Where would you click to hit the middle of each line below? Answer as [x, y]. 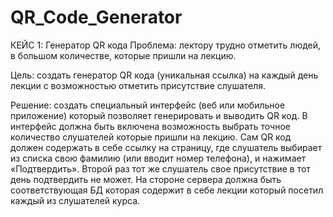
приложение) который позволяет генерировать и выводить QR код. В [159, 115]
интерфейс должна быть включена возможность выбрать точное [150, 126]
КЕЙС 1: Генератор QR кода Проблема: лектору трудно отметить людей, [166, 45]
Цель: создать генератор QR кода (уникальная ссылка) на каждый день [164, 75]
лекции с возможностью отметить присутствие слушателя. [138, 85]
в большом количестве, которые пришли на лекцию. [123, 55]
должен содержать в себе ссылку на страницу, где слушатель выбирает [166, 147]
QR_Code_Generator [96, 17]
